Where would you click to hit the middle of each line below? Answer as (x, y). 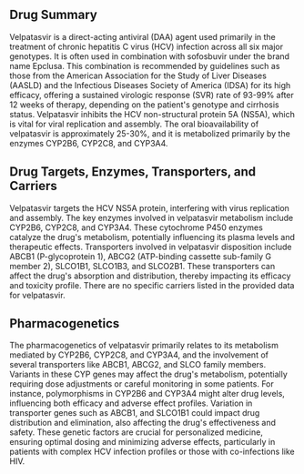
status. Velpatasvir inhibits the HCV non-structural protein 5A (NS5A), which (152, 114)
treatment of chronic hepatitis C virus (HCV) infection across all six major (147, 46)
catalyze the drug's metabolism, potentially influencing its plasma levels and (152, 237)
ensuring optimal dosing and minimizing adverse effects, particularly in (142, 442)
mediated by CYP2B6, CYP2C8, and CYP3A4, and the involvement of (139, 355)
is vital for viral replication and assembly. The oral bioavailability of (134, 124)
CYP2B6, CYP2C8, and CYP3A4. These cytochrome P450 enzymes (137, 227)
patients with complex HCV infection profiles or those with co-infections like (152, 452)
